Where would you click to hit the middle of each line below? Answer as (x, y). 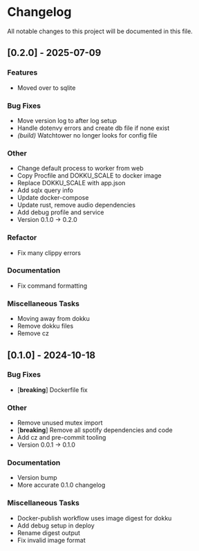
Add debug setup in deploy (56, 525)
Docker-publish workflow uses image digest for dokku (94, 518)
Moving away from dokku (53, 319)
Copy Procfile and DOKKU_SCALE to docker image (89, 176)
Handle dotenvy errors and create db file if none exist (93, 128)
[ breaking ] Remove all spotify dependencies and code (95, 430)
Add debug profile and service (60, 212)
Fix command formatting (52, 286)
